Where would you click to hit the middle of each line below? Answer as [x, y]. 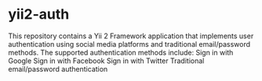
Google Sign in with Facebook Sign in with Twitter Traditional [106, 61]
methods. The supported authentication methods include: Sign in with [121, 52]
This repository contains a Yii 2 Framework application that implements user [131, 36]
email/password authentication [58, 69]
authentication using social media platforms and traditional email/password [129, 44]
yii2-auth [39, 14]
